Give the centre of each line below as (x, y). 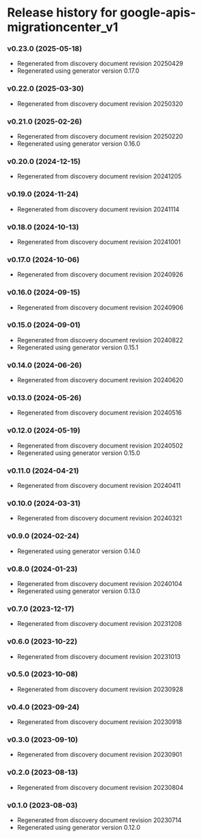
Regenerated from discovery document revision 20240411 (99, 486)
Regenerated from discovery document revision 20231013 (99, 656)
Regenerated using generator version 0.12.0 (78, 828)
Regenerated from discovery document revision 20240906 (100, 307)
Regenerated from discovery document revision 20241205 (99, 176)
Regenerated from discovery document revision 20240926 (100, 275)
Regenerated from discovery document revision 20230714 (99, 820)
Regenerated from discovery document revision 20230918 (99, 722)
